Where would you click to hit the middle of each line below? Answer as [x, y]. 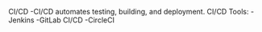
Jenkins [21, 20]
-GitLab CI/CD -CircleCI [75, 20]
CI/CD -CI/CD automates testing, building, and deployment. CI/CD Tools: [129, 12]
